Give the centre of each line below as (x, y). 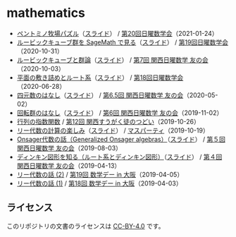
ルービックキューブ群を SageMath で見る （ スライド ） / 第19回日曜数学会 (123, 42)
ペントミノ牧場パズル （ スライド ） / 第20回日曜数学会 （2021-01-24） (117, 33)
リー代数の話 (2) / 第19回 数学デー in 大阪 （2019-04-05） (100, 174)
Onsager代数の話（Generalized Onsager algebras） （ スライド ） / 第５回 (121, 139)
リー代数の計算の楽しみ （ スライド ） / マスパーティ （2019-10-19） (113, 130)
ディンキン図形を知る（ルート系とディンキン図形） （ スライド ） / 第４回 (119, 157)
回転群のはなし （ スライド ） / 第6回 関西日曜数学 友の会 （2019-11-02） (120, 113)
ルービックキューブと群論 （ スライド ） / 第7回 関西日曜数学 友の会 (112, 60)
